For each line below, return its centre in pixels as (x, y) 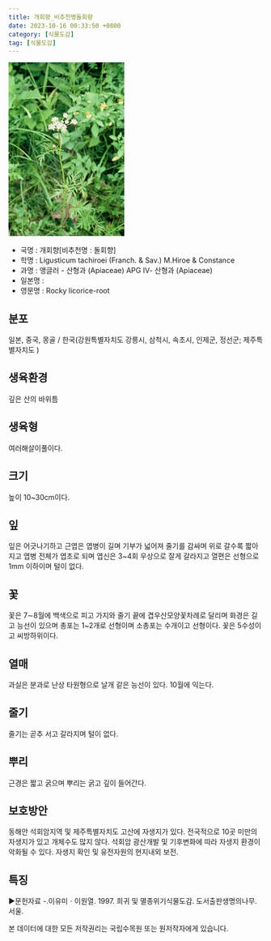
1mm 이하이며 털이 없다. (47, 567)
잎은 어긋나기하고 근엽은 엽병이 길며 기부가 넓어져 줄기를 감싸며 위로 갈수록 (126, 546)
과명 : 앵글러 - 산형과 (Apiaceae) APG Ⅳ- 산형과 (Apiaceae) (116, 271)
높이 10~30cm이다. (39, 497)
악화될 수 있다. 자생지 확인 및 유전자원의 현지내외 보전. (93, 852)
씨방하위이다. (38, 635)
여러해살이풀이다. (36, 448)
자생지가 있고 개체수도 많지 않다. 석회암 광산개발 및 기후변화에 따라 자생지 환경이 (135, 842)
